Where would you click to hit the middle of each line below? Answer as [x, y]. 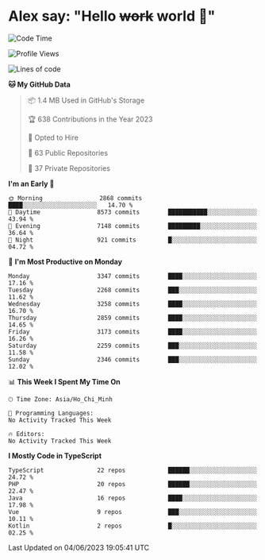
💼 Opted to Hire [53, 137]
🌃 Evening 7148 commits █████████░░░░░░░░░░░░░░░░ [133, 226]
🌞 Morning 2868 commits [75, 198]
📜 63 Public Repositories [68, 153]
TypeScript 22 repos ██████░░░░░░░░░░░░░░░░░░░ [133, 470]
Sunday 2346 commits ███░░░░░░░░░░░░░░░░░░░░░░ [133, 359]
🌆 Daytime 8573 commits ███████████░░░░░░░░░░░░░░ [133, 212]
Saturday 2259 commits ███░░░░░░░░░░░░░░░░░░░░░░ [133, 346]
